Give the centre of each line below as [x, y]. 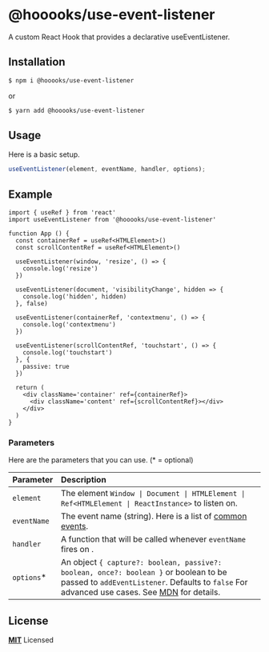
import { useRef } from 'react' [62, 213]
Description [83, 480]
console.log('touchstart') [68, 353]
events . [74, 526]
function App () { [39, 234]
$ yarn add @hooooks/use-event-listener [77, 110]
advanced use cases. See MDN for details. [141, 592]
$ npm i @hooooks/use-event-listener [71, 80]
